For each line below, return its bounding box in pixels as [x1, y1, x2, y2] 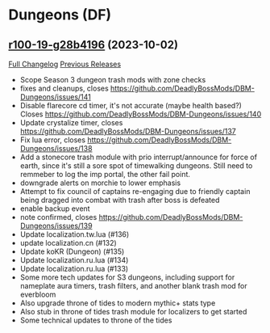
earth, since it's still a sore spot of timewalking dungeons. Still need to [19, 161, 253, 171]
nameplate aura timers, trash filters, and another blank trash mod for [19, 281, 247, 290]
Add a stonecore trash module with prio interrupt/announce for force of [19, 152, 258, 162]
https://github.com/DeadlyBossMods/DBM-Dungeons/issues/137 [19, 127, 236, 136]
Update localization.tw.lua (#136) [19, 230, 130, 239]
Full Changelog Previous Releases [8, 59, 122, 69]
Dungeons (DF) [8, 6, 112, 24]
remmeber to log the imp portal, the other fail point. [19, 170, 191, 179]
